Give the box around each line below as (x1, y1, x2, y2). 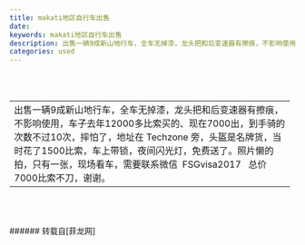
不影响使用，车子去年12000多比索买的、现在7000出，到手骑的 (14, 117, 286, 130)
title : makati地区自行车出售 (9, 13, 111, 23)
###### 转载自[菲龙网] (9, 226, 96, 237)
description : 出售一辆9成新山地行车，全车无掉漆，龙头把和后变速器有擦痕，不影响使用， (9, 38, 303, 48)
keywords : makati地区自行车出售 (9, 30, 123, 39)
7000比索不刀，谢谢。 (14, 171, 111, 184)
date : (9, 22, 30, 31)
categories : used (9, 47, 75, 56)
